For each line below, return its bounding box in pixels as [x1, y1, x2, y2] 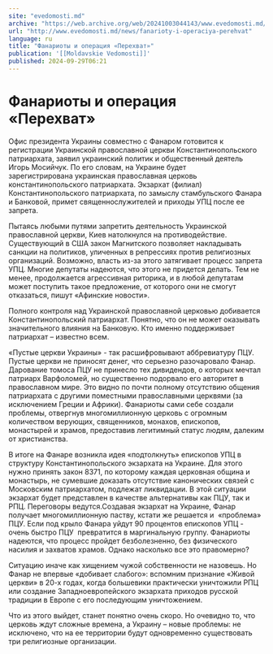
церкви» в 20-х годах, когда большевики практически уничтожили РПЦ [8, 578, 258, 587]
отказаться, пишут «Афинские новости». [8, 290, 150, 300]
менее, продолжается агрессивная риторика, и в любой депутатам [8, 273, 244, 283]
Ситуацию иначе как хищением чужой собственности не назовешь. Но [8, 560, 258, 570]
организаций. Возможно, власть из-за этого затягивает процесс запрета [8, 255, 262, 265]
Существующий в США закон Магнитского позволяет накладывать [8, 238, 242, 248]
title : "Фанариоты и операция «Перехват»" [8, 42, 154, 50]
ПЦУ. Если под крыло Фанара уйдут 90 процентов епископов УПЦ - [8, 518, 244, 528]
